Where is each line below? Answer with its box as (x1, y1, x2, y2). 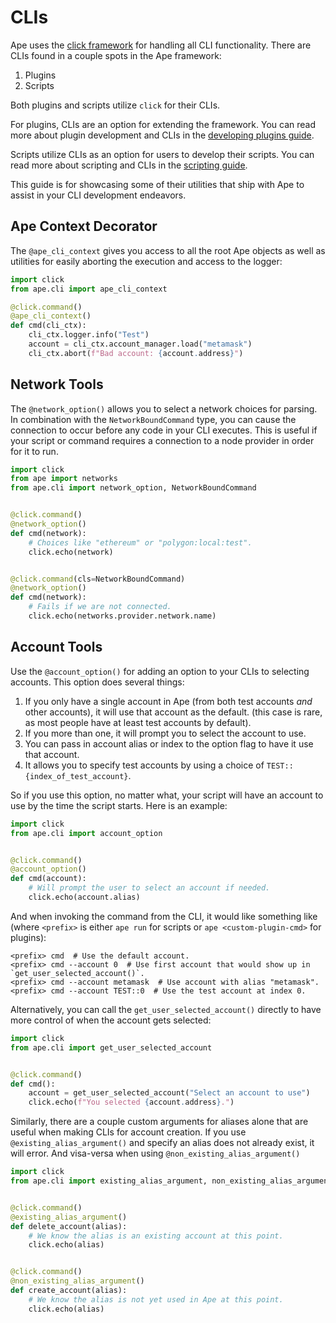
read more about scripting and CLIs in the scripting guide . (10, 159, 248, 171)
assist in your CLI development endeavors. (10, 189, 187, 201)
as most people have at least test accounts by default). (24, 716, 252, 728)
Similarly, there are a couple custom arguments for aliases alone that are (10, 1116, 309, 1128)
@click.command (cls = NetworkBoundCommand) (10, 574, 186, 584)
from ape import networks (10, 474, 118, 484)
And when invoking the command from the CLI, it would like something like (10, 910, 318, 922)
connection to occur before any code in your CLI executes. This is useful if (10, 424, 318, 436)
